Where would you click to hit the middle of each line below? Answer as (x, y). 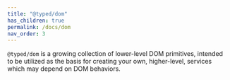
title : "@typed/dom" (38, 14)
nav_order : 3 (26, 34)
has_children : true (36, 21)
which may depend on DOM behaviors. (64, 69)
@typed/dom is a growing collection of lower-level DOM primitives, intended (115, 54)
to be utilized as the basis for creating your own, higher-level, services (110, 62)
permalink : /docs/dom (39, 27)
